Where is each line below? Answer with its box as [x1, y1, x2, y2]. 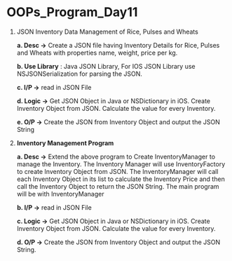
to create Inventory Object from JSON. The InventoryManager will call [16, 167, 219, 175]
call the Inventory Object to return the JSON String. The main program [16, 182, 219, 190]
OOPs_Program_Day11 [6, 4, 138, 20]
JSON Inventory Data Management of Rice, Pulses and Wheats [16, 27, 199, 36]
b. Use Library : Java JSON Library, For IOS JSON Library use [16, 62, 196, 70]
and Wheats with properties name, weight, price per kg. [16, 48, 178, 57]
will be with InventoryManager [16, 189, 104, 198]
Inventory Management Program [16, 138, 114, 147]
